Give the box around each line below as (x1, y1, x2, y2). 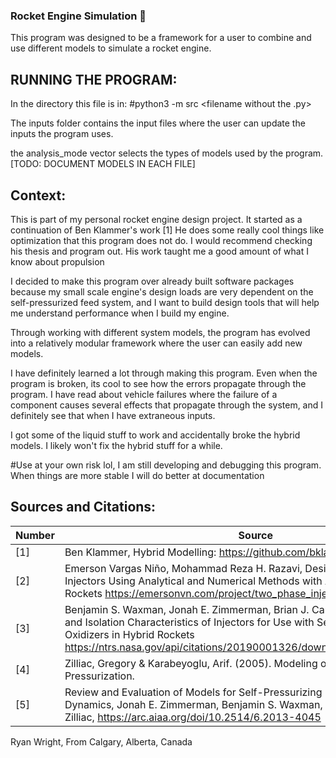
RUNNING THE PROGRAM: (10, 71, 178, 88)
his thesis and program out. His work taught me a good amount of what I (10, 245, 309, 257)
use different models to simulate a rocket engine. (10, 42, 212, 54)
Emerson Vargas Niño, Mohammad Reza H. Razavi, (64, 561, 303, 575)
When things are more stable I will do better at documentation (10, 469, 265, 481)
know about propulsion (10, 255, 105, 268)
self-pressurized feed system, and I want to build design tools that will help (10, 296, 320, 308)
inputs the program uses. (10, 128, 114, 140)
